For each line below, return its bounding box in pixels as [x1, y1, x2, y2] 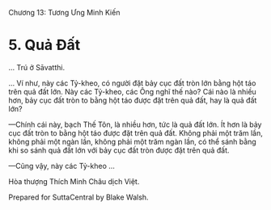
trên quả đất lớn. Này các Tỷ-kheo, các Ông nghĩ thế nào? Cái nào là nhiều [8, 86, 256, 96]
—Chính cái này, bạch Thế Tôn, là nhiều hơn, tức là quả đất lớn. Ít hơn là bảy [8, 120, 262, 129]
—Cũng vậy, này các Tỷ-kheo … [8, 161, 116, 170]
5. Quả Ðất [8, 36, 81, 54]
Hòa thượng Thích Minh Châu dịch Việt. [8, 176, 140, 186]
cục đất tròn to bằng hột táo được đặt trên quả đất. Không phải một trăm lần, [8, 128, 263, 137]
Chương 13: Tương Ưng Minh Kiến [8, 8, 121, 17]
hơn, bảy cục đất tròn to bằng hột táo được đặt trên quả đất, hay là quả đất [8, 95, 257, 105]
